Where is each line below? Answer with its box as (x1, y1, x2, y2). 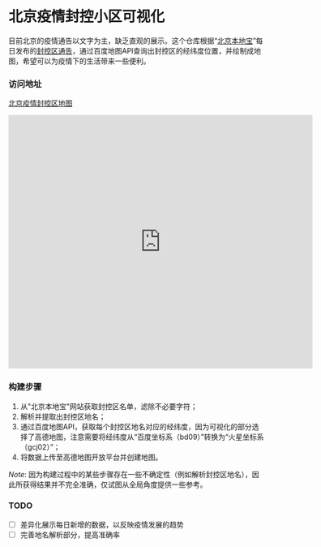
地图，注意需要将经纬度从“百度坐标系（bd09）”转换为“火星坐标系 (48, 432, 264, 441)
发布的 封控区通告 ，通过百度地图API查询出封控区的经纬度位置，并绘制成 (15, 45, 255, 55)
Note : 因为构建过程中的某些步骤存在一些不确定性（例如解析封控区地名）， (8, 469, 253, 479)
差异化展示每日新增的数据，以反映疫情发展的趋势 (19, 519, 184, 529)
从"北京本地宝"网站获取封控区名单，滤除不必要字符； (19, 401, 198, 411)
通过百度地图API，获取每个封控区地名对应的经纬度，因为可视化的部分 (19, 421, 253, 431)
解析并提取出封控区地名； (19, 411, 106, 421)
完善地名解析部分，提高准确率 (19, 529, 120, 540)
